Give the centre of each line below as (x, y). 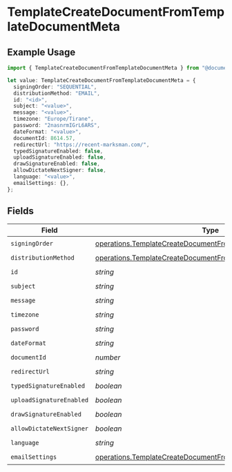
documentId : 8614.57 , (45, 138)
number (108, 357)
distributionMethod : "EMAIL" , (57, 93)
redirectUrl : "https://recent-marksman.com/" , (81, 145)
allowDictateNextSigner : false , (60, 170)
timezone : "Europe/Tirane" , (54, 119)
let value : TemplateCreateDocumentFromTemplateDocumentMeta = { (101, 80)
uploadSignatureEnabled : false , (60, 157)
